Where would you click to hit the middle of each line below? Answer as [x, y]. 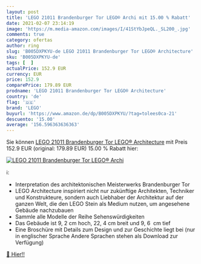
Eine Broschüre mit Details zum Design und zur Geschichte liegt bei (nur [105, 230]
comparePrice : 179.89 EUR [39, 86]
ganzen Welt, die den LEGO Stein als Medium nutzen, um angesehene [102, 204]
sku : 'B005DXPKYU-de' [34, 57]
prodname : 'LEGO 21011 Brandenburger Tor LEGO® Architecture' [86, 91]
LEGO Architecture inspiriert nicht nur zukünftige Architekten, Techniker [105, 191]
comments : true [25, 35]
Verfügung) [29, 243]
